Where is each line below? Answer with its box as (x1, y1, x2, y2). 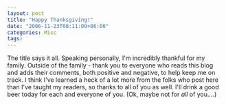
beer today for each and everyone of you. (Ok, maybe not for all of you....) (7, 90, 217, 99)
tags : (7, 35, 23, 42)
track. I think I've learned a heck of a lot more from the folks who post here (7, 76, 219, 84)
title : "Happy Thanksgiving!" (7, 16, 94, 23)
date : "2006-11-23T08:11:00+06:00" (7, 22, 109, 29)
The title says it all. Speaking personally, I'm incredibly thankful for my (7, 54, 205, 62)
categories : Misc (7, 29, 57, 36)
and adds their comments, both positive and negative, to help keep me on (7, 69, 216, 77)
